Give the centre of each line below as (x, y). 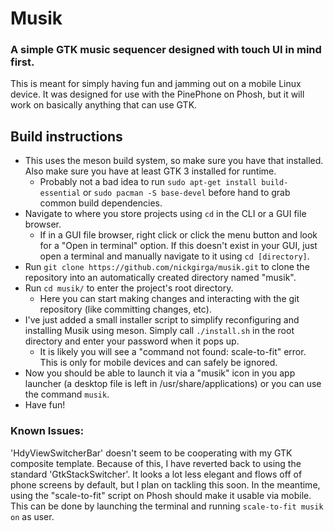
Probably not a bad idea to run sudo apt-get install (148, 182)
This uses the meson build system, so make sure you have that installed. (174, 161)
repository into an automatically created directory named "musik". (160, 278)
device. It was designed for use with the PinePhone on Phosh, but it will (157, 94)
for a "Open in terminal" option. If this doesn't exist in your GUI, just (178, 246)
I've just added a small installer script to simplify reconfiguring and (162, 320)
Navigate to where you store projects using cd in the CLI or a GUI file (165, 214)
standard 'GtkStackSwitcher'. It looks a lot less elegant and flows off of (156, 474)
